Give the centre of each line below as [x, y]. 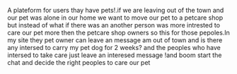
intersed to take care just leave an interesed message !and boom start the [115, 55]
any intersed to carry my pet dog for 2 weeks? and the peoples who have [114, 48]
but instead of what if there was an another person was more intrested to [114, 25]
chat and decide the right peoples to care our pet [79, 62]
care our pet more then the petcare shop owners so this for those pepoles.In [118, 32]
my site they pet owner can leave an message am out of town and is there [115, 40]
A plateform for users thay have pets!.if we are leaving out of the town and [116, 10]
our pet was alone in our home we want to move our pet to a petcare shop [115, 18]
